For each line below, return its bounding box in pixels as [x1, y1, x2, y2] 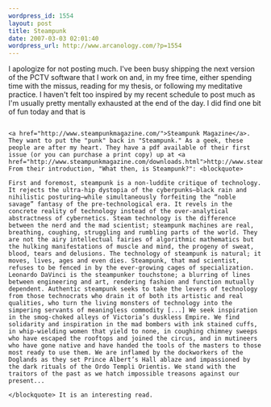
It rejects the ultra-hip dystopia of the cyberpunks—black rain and [8, 187, 248, 195]
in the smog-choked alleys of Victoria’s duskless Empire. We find [8, 313, 240, 321]
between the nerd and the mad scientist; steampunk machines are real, [8, 221, 254, 230]
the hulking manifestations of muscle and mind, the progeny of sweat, [8, 243, 254, 251]
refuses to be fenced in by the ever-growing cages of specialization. [8, 264, 254, 272]
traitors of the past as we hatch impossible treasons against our [8, 370, 240, 378]
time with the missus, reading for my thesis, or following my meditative [8, 82, 244, 91]
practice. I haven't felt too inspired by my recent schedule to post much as [8, 90, 256, 99]
